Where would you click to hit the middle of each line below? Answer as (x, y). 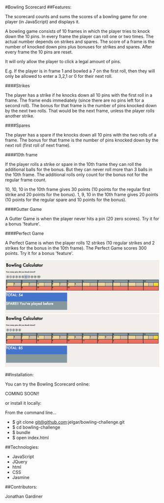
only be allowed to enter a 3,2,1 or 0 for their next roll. (59, 76)
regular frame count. (26, 180)
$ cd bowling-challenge (36, 427)
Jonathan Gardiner (24, 497)
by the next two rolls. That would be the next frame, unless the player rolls (80, 111)
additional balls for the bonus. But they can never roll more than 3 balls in (79, 169)
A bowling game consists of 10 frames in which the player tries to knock (78, 31)
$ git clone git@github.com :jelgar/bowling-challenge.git (68, 422)
